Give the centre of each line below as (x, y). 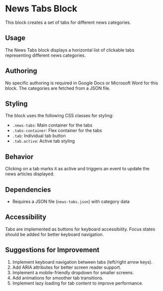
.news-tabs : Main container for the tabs (52, 125)
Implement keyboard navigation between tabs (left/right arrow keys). (82, 262)
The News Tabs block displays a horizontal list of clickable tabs (70, 50)
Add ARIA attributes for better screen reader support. (67, 267)
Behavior (19, 157)
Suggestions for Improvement (53, 250)
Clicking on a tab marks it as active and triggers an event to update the (77, 169)
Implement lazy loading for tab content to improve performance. (78, 283)
